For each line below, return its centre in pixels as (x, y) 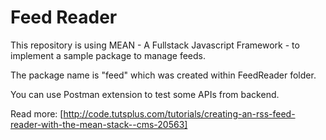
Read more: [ (37, 113)
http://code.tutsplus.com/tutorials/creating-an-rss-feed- (179, 113)
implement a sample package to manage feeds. (108, 55)
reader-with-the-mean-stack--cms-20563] (99, 124)
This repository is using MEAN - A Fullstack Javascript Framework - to (155, 45)
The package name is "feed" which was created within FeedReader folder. (163, 75)
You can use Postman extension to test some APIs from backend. (145, 94)
